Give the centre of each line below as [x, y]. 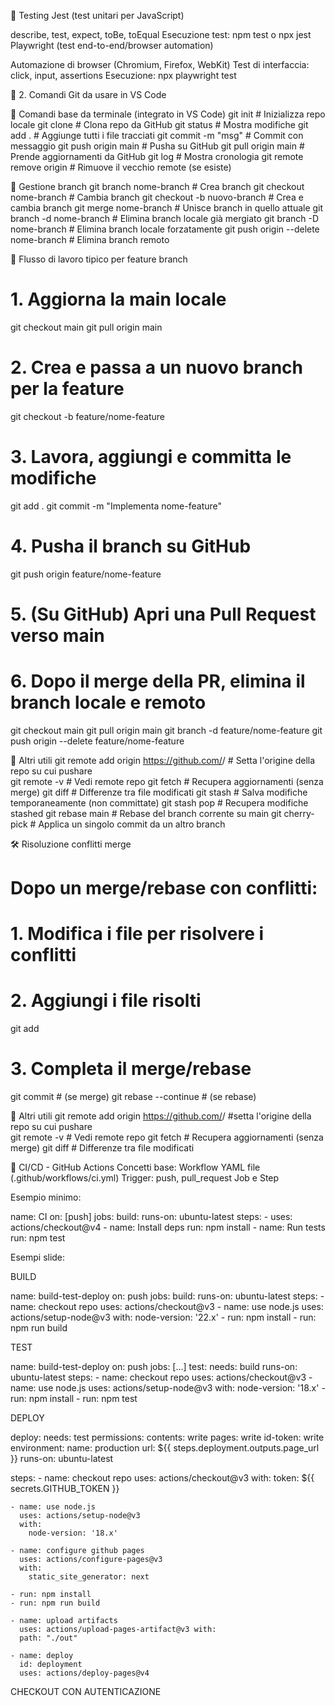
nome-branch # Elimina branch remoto [90, 239]
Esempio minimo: [46, 1197]
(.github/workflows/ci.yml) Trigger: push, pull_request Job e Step [145, 1178]
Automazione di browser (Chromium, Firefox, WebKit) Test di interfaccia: [160, 64]
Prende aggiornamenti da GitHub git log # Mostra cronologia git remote [157, 156]
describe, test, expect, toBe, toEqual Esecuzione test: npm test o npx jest [161, 34]
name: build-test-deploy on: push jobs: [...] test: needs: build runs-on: [154, 1367]
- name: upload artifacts [64, 1621]
